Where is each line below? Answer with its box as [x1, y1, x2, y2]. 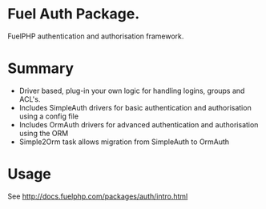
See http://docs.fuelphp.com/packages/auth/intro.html [7, 191, 188, 201]
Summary [7, 59, 74, 78]
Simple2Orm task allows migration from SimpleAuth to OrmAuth [18, 137, 230, 147]
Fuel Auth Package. [7, 5, 140, 23]
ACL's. [18, 94, 41, 104]
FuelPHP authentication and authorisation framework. [7, 31, 184, 41]
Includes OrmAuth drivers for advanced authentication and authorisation [18, 119, 259, 129]
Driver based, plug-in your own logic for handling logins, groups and [18, 86, 245, 95]
